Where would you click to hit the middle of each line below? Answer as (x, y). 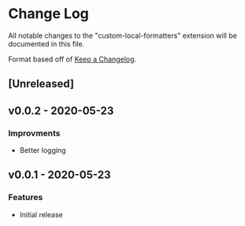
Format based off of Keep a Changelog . (72, 59)
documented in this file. (46, 43)
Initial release (41, 214)
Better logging (43, 150)
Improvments (34, 133)
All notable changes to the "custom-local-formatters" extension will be (123, 35)
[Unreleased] (41, 84)
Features (26, 198)
